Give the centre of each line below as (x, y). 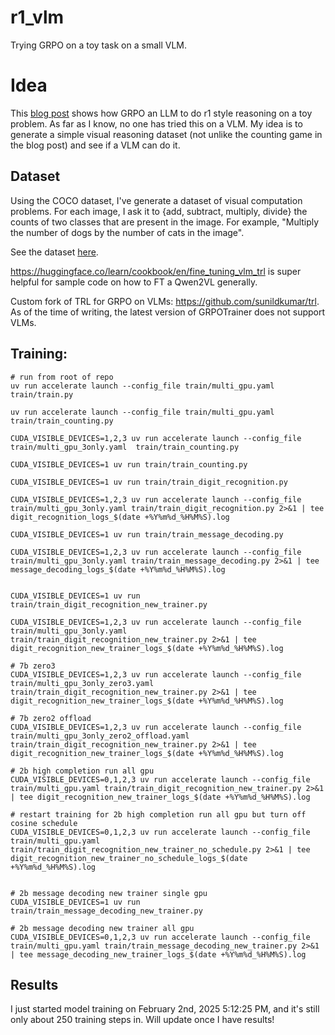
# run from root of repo (62, 377)
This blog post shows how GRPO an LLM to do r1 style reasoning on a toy (161, 113)
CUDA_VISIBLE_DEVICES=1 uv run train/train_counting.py (129, 464)
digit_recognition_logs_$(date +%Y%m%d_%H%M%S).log (120, 517)
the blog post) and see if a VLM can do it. (95, 145)
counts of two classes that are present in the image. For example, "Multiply (165, 222)
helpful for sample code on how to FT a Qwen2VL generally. (134, 282)
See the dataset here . (54, 252)
